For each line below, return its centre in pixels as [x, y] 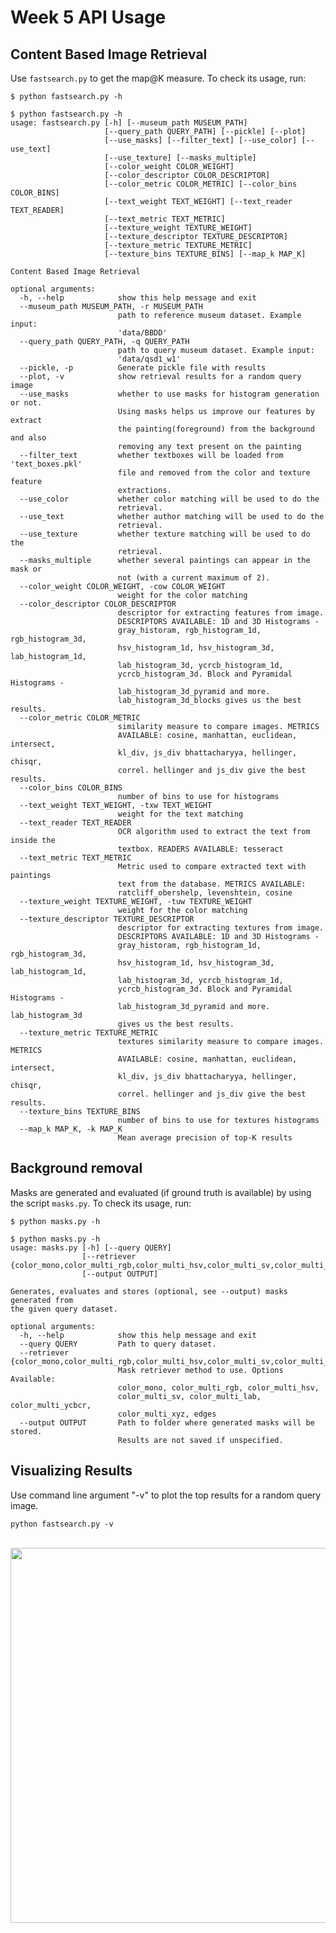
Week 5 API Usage [88, 17]
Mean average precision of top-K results [205, 1138]
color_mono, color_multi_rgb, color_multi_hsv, [218, 1387]
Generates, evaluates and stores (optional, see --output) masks [149, 1291]
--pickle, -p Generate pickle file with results [143, 368]
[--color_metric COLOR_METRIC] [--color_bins [201, 184]
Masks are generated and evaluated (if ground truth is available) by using [161, 1192]
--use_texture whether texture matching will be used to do [165, 534]
